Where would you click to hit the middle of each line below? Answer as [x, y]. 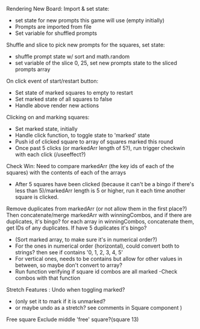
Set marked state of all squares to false [64, 99]
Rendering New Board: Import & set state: [58, 9]
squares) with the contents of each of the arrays [66, 172]
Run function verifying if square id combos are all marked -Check [96, 271]
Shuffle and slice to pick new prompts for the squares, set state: [86, 45]
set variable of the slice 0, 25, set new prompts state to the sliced [96, 63]
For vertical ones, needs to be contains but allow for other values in [98, 259]
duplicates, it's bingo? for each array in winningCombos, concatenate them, [100, 221]
